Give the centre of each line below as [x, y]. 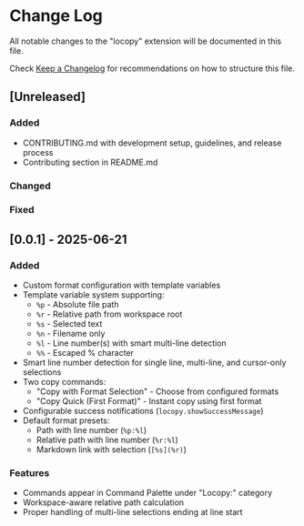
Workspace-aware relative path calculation [103, 502]
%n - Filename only [71, 334]
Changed [30, 186]
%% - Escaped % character [85, 353]
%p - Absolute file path [77, 305]
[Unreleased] [48, 97]
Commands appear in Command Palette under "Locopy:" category [147, 493]
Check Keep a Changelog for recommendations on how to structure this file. [152, 68]
